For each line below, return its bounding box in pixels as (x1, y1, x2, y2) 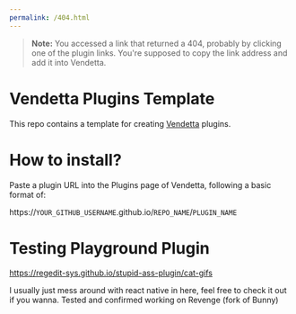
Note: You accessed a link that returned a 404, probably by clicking (30, 38, 283, 49)
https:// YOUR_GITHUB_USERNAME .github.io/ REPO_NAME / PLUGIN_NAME (9, 206, 238, 217)
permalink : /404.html (9, 13, 91, 22)
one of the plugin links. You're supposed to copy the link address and (30, 47, 288, 58)
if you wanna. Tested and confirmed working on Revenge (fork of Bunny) (9, 294, 279, 306)
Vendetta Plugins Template (9, 88, 215, 109)
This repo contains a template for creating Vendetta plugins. (9, 118, 231, 129)
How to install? (9, 149, 123, 170)
